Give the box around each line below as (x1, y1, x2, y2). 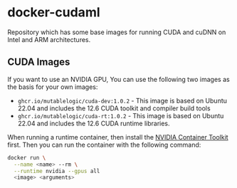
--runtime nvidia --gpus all (14, 167, 100, 174)
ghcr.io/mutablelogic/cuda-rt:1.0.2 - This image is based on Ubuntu (17, 111, 224, 120)
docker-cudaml (7, 4, 101, 21)
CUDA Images (7, 56, 70, 68)
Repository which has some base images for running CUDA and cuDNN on (7, 28, 226, 36)
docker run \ (7, 154, 46, 161)
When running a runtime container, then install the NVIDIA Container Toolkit (7, 132, 229, 141)
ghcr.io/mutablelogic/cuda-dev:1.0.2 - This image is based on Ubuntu (17, 96, 228, 105)
